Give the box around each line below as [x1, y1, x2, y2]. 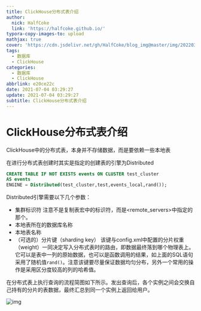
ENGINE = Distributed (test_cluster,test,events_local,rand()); [6, 182, 167, 188]
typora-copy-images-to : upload [6, 31, 84, 37]
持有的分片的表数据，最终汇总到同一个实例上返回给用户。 [11, 286, 153, 294]
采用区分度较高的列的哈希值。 [25, 266, 99, 273]
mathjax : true [6, 36, 42, 42]
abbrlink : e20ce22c [6, 81, 55, 87]
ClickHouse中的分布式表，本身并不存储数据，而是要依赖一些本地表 [6, 146, 171, 153]
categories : [6, 64, 36, 71]
